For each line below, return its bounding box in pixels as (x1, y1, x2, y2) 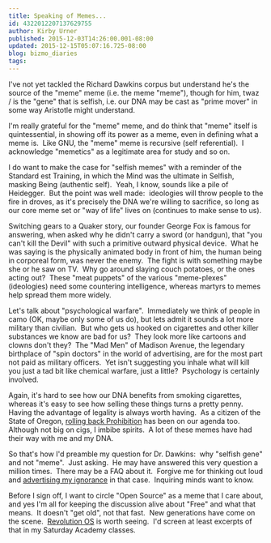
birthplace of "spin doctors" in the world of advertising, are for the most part (8, 348, 263, 358)
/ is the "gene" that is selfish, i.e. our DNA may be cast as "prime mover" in (8, 96, 258, 106)
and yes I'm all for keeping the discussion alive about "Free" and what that (8, 499, 256, 509)
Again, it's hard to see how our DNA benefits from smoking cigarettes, (8, 390, 243, 400)
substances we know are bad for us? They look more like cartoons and (8, 331, 247, 341)
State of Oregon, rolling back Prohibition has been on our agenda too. (8, 416, 240, 425)
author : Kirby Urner (8, 27, 78, 35)
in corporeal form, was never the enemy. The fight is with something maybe (8, 255, 263, 265)
